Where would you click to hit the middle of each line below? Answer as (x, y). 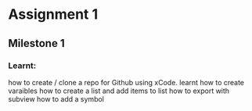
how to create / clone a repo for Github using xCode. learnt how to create (126, 82)
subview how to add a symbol (56, 98)
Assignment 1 (53, 14)
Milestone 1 (36, 43)
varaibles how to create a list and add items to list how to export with (119, 91)
